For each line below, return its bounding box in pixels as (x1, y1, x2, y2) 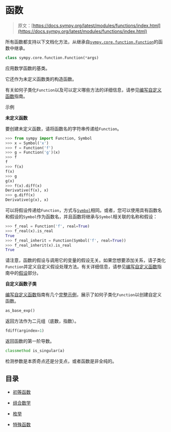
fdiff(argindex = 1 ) (5, 328, 44, 334)
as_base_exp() (5, 308, 36, 313)
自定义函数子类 (5, 281, 37, 287)
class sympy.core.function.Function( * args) (5, 55, 99, 60)
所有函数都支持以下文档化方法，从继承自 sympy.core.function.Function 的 (5, 39, 159, 45)
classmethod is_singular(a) (5, 348, 65, 354)
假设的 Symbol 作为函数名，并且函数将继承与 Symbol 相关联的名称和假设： (9, 213, 158, 220)
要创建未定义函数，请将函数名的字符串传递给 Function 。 (5, 125, 122, 131)
